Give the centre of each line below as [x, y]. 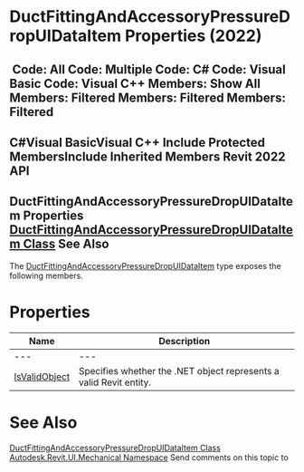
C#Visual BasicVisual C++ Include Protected [137, 142]
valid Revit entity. [115, 382]
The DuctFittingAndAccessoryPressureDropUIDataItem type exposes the [146, 265]
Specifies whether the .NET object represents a [179, 371]
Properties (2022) [194, 36]
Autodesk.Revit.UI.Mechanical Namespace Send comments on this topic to [149, 457]
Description [184, 341]
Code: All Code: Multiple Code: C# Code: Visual [149, 69]
